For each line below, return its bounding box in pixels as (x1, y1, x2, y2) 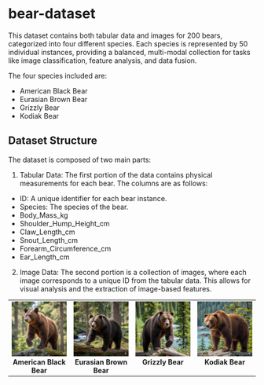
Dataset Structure (8, 134, 98, 148)
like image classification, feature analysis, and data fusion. (8, 56, 197, 65)
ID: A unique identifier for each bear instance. (19, 193, 167, 203)
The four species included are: (8, 71, 108, 80)
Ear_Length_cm (19, 252, 70, 262)
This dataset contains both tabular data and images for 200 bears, (8, 31, 222, 40)
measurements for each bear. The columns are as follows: (19, 178, 208, 188)
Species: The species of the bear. (19, 202, 129, 211)
